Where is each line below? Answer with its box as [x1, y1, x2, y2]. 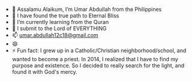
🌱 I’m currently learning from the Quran [11, 19, 109, 25]
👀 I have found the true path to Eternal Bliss [11, 12, 119, 19]
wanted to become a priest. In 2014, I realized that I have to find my [11, 56, 179, 62]
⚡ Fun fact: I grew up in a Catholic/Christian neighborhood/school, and [11, 47, 187, 54]
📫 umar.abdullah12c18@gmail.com [11, 32, 99, 38]
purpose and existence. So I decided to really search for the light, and [11, 62, 185, 69]
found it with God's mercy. [11, 68, 77, 75]
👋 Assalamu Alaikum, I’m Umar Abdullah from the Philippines [11, 6, 162, 13]
